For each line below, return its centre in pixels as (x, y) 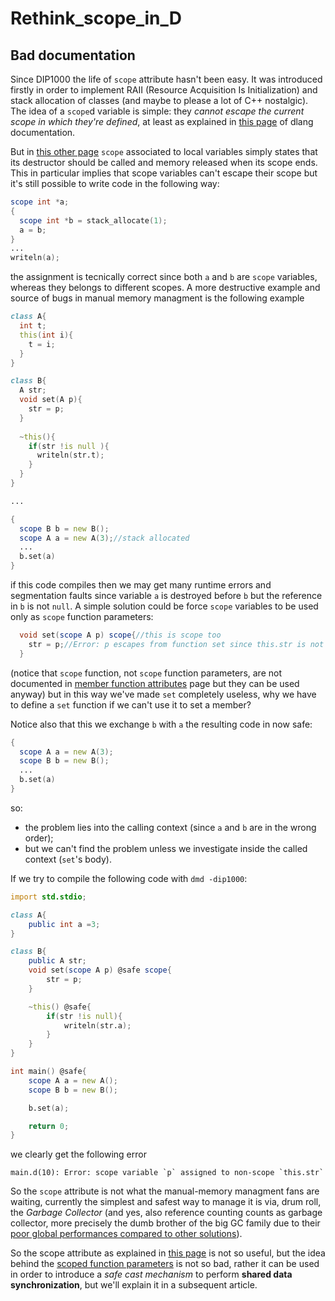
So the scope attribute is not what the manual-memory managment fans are (165, 1191)
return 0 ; (49, 1126)
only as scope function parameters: (82, 616)
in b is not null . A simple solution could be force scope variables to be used (164, 606)
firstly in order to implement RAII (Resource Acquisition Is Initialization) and (164, 90)
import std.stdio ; (48, 897)
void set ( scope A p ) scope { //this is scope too (120, 635)
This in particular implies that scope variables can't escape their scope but (164, 173)
